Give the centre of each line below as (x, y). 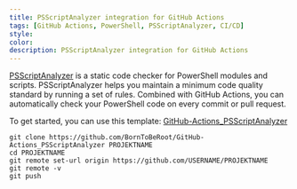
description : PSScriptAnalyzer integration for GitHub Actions (129, 51)
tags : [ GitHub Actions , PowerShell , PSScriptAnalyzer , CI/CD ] (127, 26)
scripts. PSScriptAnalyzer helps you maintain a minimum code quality (136, 85)
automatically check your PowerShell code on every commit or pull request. (148, 104)
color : (21, 42)
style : (21, 34)
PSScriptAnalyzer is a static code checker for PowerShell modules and (139, 75)
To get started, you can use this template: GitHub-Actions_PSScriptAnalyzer (148, 122)
